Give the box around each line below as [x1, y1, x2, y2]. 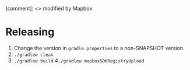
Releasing [5, 26, 55, 38]
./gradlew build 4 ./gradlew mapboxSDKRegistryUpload [13, 57, 145, 64]
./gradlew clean [13, 52, 54, 58]
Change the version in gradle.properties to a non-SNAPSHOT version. [13, 44, 185, 51]
